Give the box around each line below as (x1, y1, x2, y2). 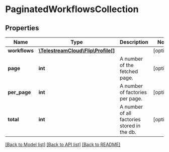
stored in (120, 122, 141, 129)
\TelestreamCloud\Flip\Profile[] (38, 47, 115, 54)
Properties (5, 24, 39, 32)
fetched (120, 68, 138, 75)
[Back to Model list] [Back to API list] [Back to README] (5, 141, 121, 147)
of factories (120, 89, 147, 95)
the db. (120, 129, 137, 135)
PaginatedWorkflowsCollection (5, 4, 139, 15)
